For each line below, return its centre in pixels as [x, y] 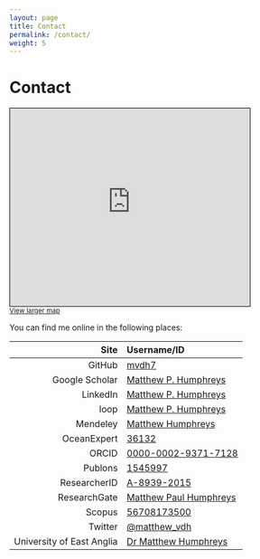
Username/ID [155, 350]
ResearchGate [88, 497]
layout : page [34, 18]
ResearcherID [89, 483]
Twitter [103, 527]
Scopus [102, 512]
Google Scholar [85, 380]
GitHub [103, 365]
